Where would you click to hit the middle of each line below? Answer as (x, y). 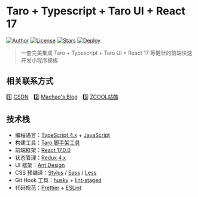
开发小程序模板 (39, 60)
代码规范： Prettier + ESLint (48, 187)
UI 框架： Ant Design (40, 165)
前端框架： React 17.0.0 (42, 150)
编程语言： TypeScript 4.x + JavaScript (63, 135)
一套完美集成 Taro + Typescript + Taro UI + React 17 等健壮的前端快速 (106, 53)
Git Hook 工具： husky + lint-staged (58, 180)
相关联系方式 (30, 81)
